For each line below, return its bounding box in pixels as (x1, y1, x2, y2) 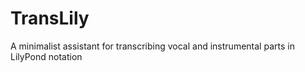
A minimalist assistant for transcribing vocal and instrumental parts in (10, 40, 295, 52)
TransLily (10, 7, 90, 30)
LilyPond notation (10, 50, 83, 62)
